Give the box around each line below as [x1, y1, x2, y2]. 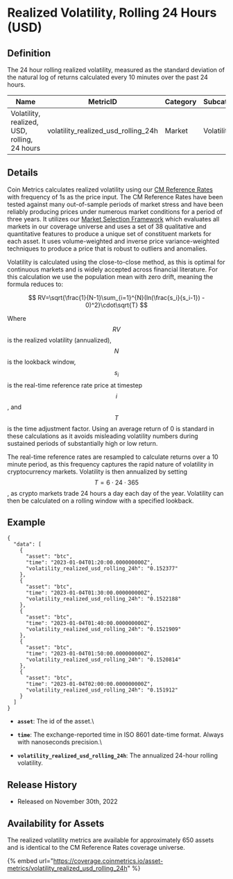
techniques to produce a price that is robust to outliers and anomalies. [7, 244, 208, 253]
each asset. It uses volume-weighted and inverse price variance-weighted [7, 237, 220, 245]
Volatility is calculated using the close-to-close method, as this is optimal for [7, 258, 225, 266]
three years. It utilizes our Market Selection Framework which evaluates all [7, 215, 220, 223]
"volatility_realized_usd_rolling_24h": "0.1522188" [25, 596, 182, 603]
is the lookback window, [7, 358, 76, 366]
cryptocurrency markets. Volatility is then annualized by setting [7, 467, 188, 476]
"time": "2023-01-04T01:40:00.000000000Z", [25, 620, 154, 627]
